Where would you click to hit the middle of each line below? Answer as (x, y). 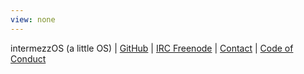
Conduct (28, 58)
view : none (33, 19)
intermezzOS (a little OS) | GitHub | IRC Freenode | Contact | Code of (152, 48)
